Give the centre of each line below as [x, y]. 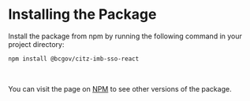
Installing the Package [82, 14]
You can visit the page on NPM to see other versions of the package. [120, 88]
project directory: [36, 44]
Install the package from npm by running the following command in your [125, 36]
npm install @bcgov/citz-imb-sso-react [74, 59]
